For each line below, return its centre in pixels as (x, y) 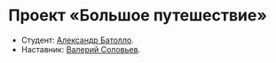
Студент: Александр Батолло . (77, 40)
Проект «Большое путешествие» (138, 16)
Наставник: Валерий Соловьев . (81, 49)
